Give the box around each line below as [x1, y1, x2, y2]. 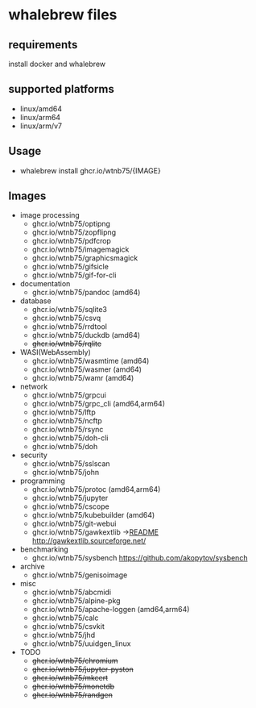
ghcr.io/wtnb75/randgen [31, 690, 113, 700]
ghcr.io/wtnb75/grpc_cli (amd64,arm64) [31, 399, 166, 409]
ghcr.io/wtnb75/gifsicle [31, 262, 109, 272]
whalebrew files [8, 6, 118, 24]
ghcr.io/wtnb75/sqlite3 [31, 305, 107, 314]
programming [19, 476, 66, 485]
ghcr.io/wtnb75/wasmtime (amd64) [31, 356, 150, 366]
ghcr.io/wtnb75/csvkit [31, 622, 105, 631]
